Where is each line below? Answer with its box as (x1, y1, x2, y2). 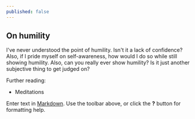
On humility (6, 31, 51, 41)
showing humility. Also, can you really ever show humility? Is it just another (6, 59, 190, 66)
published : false (6, 8, 49, 15)
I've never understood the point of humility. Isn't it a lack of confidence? (6, 46, 183, 54)
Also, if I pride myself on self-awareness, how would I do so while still (6, 53, 178, 60)
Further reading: (6, 77, 46, 84)
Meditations (14, 89, 45, 96)
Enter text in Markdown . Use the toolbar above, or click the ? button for (6, 100, 181, 107)
